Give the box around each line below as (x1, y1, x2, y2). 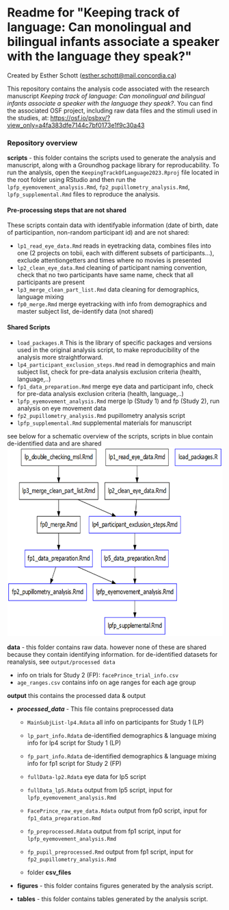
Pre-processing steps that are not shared (7, 206, 126, 214)
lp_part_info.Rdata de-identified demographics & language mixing (27, 731, 217, 739)
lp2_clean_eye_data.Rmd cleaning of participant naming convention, (16, 264, 207, 272)
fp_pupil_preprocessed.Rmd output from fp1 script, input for (27, 848, 193, 856)
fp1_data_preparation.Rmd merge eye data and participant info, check (16, 382, 214, 390)
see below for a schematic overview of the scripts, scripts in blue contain (7, 432, 213, 440)
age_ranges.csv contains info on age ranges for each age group (16, 678, 196, 686)
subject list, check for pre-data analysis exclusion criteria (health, (16, 367, 202, 375)
